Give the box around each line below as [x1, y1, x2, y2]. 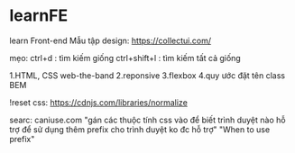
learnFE [9, 5, 69, 26]
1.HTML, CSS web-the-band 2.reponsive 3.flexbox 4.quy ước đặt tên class [9, 69, 286, 81]
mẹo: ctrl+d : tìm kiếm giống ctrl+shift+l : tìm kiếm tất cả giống [9, 52, 241, 63]
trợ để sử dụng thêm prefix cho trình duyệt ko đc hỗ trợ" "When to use [9, 123, 271, 135]
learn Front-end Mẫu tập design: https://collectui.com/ [9, 35, 212, 46]
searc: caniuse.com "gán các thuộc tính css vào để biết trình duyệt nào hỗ [9, 114, 286, 125]
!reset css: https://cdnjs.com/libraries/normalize [9, 96, 188, 108]
